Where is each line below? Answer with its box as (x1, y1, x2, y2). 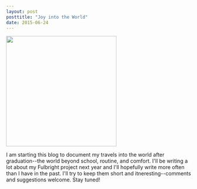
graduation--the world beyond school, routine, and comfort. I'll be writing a (6, 157, 188, 165)
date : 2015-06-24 (6, 19, 49, 25)
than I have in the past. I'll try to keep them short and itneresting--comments (6, 170, 191, 177)
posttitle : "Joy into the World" (6, 14, 88, 20)
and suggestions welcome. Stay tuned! (6, 176, 101, 183)
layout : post (6, 8, 38, 15)
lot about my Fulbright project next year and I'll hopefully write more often (6, 164, 185, 171)
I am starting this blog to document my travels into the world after (6, 151, 165, 158)
